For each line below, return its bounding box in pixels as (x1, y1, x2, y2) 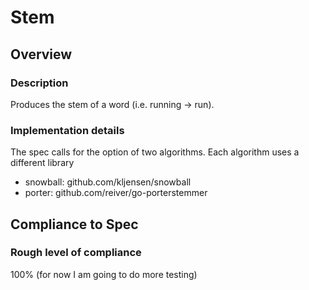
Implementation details (10, 123, 125, 137)
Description (10, 76, 69, 90)
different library (10, 157, 75, 169)
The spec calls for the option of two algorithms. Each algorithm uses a (10, 146, 300, 158)
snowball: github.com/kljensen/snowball (24, 176, 192, 188)
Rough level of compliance (10, 246, 142, 260)
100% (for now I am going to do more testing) (10, 268, 198, 280)
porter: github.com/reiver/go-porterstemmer (24, 187, 208, 199)
